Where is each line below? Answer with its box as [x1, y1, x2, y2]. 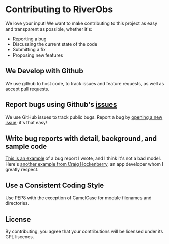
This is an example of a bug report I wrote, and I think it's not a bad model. [5, 155, 161, 161]
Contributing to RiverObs [5, 4, 114, 15]
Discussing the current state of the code [12, 41, 98, 47]
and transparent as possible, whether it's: [5, 25, 93, 32]
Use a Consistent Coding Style [5, 181, 104, 189]
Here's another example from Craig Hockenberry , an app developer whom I [5, 161, 164, 167]
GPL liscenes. [5, 234, 34, 240]
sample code [5, 142, 47, 151]
